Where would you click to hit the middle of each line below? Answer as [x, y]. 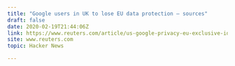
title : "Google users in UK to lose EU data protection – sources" [108, 14]
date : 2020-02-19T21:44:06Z [48, 26]
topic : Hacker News [36, 46]
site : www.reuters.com [40, 40]
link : [15, 33]
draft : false [26, 20]
